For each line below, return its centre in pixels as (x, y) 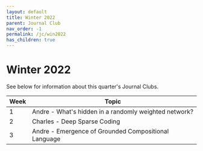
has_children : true (31, 40)
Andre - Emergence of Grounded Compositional (101, 131)
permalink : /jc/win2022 (36, 34)
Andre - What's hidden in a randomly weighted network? (113, 111)
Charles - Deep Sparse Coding (76, 121)
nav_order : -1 (24, 29)
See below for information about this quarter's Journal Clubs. (82, 86)
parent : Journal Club (34, 23)
